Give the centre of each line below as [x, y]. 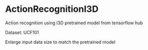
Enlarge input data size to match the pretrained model [60, 42]
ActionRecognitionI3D [52, 9]
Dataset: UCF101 [22, 32]
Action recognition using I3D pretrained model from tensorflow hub [74, 23]
